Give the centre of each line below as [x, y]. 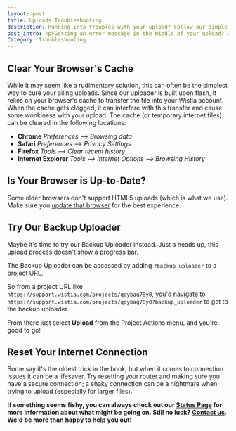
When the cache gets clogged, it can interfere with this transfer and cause [115, 108]
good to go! [24, 330]
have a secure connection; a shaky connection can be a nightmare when [112, 384]
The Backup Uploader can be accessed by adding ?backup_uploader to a [112, 265]
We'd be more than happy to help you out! [70, 420]
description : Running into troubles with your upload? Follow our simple [118, 27]
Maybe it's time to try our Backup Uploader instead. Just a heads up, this [113, 244]
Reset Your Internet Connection [78, 352]
